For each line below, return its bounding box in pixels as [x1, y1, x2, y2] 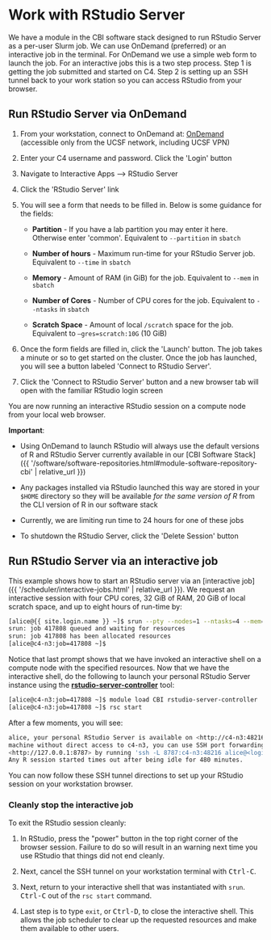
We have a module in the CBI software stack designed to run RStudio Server [8, 32, 261, 42]
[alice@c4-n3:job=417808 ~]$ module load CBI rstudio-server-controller [8, 696, 258, 704]
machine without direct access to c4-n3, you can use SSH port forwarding [8, 741, 265, 749]
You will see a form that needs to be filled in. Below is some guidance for [19, 200, 262, 209]
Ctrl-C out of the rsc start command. [19, 891, 152, 900]
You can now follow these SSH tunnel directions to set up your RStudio [8, 770, 244, 781]
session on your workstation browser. [8, 779, 133, 789]
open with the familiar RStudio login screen [19, 386, 164, 395]
